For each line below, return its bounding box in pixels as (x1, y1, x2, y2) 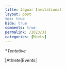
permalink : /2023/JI (5, 30, 47, 35)
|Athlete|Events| (5, 57, 37, 63)
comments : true (5, 25, 36, 30)
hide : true (5, 21, 27, 26)
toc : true (5, 16, 25, 21)
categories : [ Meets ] (5, 35, 47, 40)
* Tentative (5, 47, 26, 54)
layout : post (5, 12, 32, 17)
